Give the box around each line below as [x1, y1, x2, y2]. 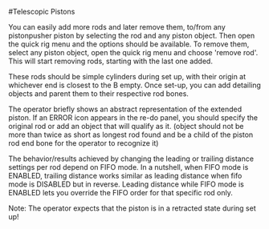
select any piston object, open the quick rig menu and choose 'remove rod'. [8, 48, 259, 57]
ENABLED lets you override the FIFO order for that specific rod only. [8, 188, 233, 197]
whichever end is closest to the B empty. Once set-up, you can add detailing [8, 80, 261, 90]
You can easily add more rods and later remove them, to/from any [8, 22, 226, 31]
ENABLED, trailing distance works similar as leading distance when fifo [8, 171, 243, 180]
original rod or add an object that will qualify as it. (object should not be [8, 122, 244, 131]
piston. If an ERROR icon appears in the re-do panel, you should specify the [8, 113, 259, 123]
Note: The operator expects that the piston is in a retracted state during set [8, 203, 256, 213]
